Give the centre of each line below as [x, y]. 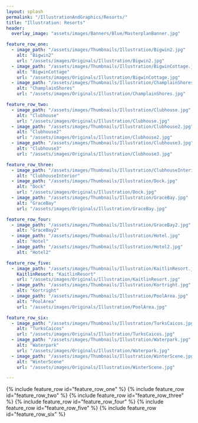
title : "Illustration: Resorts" [46, 22]
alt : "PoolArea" [37, 301]
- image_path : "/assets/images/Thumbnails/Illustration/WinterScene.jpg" [104, 356]
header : [16, 28]
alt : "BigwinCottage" [43, 72]
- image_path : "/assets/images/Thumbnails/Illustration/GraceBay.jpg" [100, 198]
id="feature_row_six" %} [36, 414]
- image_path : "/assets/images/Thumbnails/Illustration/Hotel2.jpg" [97, 247]
